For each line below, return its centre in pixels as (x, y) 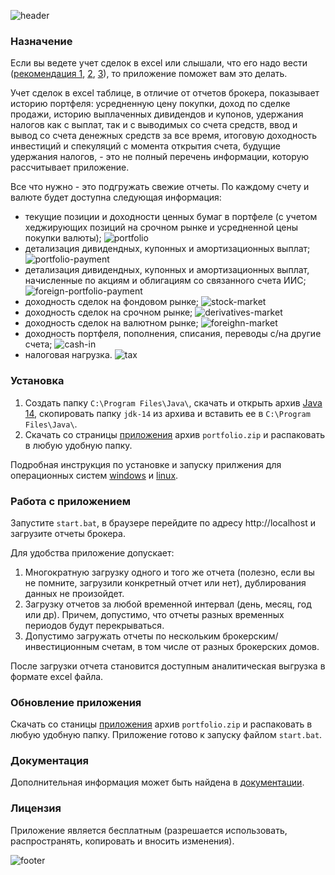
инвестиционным (62, 646)
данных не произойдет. (74, 593)
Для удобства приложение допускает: (92, 552)
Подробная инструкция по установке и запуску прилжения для (146, 464)
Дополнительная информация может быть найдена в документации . (157, 782)
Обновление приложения (76, 702)
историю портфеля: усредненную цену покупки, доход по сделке (150, 104)
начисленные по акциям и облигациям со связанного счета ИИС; (165, 281)
